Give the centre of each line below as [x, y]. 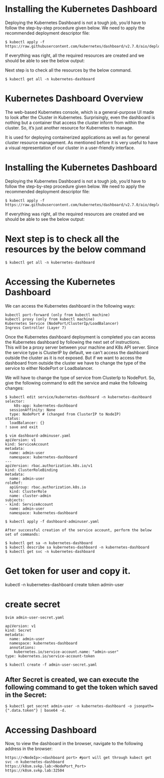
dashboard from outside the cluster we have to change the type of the [76, 363]
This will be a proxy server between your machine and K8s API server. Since [82, 347]
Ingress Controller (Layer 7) [36, 328]
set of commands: [23, 534]
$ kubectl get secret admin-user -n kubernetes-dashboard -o [69, 706]
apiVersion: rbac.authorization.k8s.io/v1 [49, 466]
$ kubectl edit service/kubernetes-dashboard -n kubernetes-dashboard [78, 397]
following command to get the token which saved [81, 687]
